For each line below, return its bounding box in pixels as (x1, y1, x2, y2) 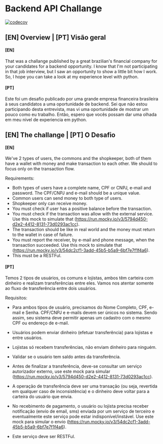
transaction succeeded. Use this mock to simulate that (12, 242, 122, 248)
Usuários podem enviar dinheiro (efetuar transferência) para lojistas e (12, 329, 153, 335)
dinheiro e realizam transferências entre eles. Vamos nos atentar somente (5, 280, 154, 286)
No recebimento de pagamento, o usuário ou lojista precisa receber (12, 403, 149, 409)
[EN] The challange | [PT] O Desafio (5, 131, 116, 139)
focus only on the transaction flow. (5, 166, 75, 172)
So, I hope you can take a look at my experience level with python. (5, 74, 139, 79)
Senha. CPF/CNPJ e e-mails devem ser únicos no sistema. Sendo (25, 310, 158, 315)
